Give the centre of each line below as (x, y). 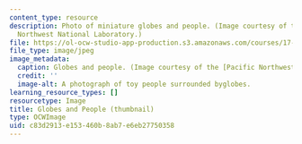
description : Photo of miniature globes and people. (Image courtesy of (148, 26)
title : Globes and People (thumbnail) (82, 109)
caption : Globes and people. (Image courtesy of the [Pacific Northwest (156, 68)
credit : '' (38, 76)
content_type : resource (54, 17)
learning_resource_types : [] (64, 92)
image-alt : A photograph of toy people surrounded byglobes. (134, 84)
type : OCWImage (38, 117)
